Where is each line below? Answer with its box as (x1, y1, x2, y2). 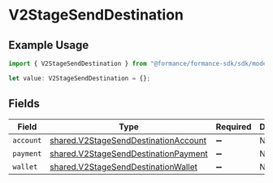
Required (215, 120, 252, 132)
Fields (8, 97, 41, 111)
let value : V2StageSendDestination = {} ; (8, 74, 151, 82)
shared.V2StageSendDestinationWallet (50, 161, 197, 172)
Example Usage (8, 38, 89, 52)
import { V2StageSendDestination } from (8, 59, 148, 68)
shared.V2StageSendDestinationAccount (50, 134, 207, 146)
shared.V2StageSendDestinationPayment (50, 148, 209, 159)
